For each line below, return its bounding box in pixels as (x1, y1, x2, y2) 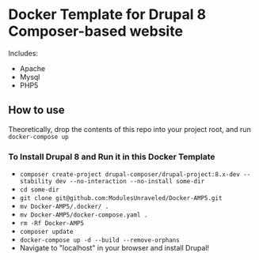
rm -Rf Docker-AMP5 (19, 220, 85, 228)
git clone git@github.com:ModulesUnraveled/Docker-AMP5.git (19, 194, 223, 202)
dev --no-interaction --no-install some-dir (55, 178, 205, 186)
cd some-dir (19, 186, 59, 194)
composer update (19, 228, 74, 236)
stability (19, 178, 53, 186)
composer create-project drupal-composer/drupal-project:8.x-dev (19, 171, 240, 179)
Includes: (8, 48, 38, 58)
